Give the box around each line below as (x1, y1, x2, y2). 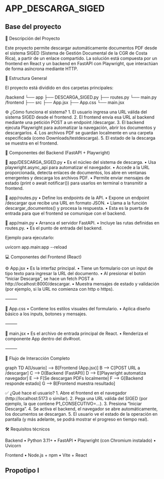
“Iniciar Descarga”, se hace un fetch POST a (5, 276, 94, 281)
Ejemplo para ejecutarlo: (5, 235, 54, 240)
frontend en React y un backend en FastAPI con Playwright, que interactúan (5, 61, 158, 66)
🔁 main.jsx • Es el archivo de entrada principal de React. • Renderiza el (5, 330, 148, 336)
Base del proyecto (5, 23, 62, 31)
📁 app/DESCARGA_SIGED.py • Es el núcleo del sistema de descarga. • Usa (5, 159, 156, 165)
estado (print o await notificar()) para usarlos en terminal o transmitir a (5, 180, 147, 186)
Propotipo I (5, 466, 40, 475)
